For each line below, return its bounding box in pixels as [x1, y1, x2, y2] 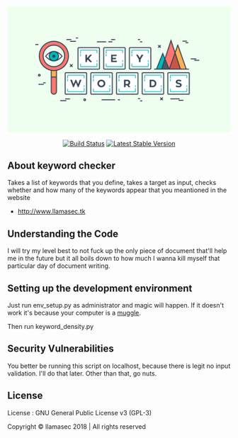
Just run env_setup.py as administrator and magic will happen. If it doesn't [7, 301, 225, 309]
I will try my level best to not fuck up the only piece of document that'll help [7, 247, 227, 255]
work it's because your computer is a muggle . [7, 308, 142, 317]
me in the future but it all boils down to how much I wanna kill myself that [7, 254, 220, 263]
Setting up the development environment [7, 282, 193, 294]
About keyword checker [7, 159, 115, 172]
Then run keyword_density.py [7, 322, 94, 330]
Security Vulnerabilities [7, 343, 115, 355]
